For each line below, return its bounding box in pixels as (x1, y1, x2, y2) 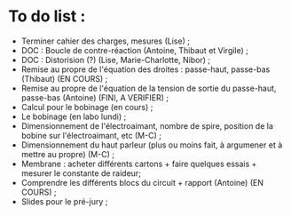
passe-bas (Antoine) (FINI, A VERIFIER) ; (20, 92, 169, 103)
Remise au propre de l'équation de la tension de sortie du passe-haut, (20, 83, 277, 93)
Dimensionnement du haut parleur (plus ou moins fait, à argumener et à (20, 140, 283, 150)
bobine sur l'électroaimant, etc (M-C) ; (20, 130, 161, 140)
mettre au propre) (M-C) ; (20, 148, 114, 159)
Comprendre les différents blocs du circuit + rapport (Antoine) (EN (20, 177, 263, 188)
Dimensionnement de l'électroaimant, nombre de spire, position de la (20, 120, 274, 131)
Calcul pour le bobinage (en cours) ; (20, 101, 153, 112)
